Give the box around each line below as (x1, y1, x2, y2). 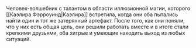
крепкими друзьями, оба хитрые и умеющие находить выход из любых (6, 29, 185, 36)
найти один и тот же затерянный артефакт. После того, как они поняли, (6, 17, 185, 24)
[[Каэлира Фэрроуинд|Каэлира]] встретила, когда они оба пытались (6, 11, 178, 18)
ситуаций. (6, 36, 31, 42)
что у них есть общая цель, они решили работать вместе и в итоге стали (6, 23, 189, 30)
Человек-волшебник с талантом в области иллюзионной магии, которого (6, 5, 191, 12)
